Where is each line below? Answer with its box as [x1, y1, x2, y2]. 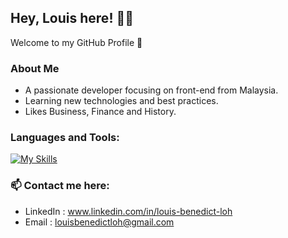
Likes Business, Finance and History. [24, 106, 177, 118]
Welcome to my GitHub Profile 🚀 [10, 36, 143, 48]
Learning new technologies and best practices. [24, 95, 219, 107]
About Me [10, 61, 60, 75]
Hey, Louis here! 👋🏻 [10, 10, 135, 27]
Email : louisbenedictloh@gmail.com [24, 216, 175, 228]
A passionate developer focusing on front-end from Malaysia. [24, 84, 279, 96]
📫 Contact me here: [10, 179, 110, 193]
